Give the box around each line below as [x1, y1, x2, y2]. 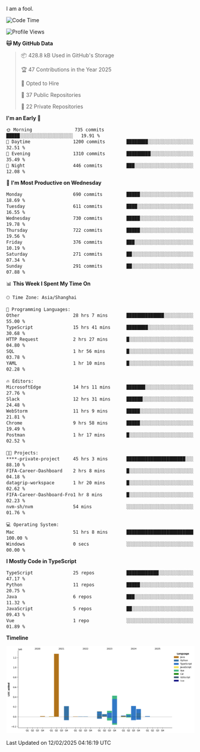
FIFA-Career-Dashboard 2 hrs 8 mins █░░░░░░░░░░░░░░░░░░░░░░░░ [6, 468, 194, 474]
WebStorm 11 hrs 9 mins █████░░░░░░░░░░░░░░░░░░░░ [6, 408, 194, 414]
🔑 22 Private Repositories [20, 103, 84, 110]
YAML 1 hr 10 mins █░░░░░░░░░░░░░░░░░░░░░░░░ [6, 360, 194, 366]
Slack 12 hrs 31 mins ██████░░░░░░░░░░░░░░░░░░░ [6, 396, 194, 402]
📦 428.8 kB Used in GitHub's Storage [20, 52, 115, 59]
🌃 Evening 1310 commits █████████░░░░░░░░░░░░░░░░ [6, 151, 194, 157]
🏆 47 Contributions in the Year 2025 [20, 66, 112, 73]
